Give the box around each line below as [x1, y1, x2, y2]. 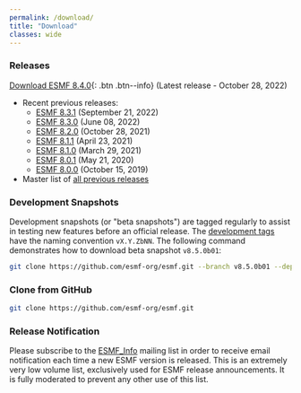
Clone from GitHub [9, 284, 92, 296]
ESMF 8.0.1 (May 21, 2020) [35, 154, 134, 165]
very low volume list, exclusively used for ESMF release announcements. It [9, 364, 285, 375]
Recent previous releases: [21, 97, 119, 108]
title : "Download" [9, 22, 78, 31]
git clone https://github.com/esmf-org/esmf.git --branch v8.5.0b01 [9, 262, 271, 271]
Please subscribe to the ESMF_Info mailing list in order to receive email [9, 345, 271, 356]
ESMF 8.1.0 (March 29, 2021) [35, 144, 142, 155]
